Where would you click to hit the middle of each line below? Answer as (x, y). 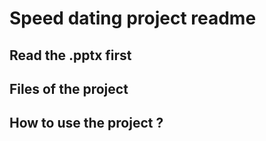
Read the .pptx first (70, 55)
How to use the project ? (86, 123)
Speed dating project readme (133, 18)
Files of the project (69, 88)
